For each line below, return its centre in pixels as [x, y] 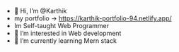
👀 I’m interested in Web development [68, 33]
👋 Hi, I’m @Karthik [40, 11]
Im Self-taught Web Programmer [62, 26]
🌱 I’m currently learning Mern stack [65, 41]
